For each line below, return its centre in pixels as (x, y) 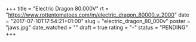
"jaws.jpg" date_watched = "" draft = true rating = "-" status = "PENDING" (97, 27)
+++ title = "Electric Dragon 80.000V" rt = (57, 9)
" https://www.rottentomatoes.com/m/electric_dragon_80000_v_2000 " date (97, 15)
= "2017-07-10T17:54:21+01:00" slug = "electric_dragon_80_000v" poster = (98, 21)
